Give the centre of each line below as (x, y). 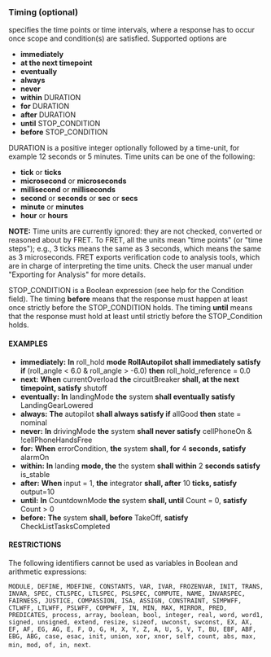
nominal (33, 423)
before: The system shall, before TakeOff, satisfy (104, 517)
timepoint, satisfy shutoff (63, 388)
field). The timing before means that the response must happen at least (128, 299)
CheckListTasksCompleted (65, 526)
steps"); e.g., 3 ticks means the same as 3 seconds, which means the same (135, 249)
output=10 (37, 492)
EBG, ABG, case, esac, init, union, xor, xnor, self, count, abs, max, (132, 636)
